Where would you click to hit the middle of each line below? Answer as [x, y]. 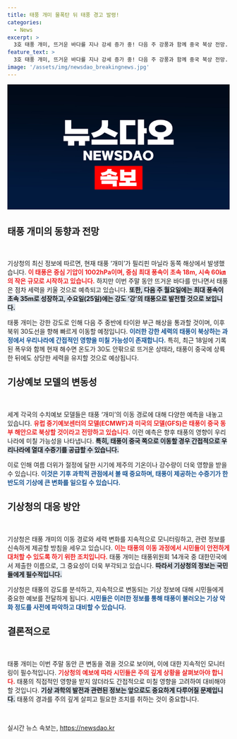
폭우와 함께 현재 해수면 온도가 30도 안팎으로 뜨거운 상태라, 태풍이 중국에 [114, 349]
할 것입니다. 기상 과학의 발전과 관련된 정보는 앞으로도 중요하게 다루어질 [103, 690]
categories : [25, 22]
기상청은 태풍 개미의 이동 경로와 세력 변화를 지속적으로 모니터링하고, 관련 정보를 [116, 539]
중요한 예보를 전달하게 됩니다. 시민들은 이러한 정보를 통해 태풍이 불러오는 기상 [113, 598]
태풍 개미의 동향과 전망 [54, 231]
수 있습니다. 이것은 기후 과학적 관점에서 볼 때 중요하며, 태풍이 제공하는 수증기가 [114, 473]
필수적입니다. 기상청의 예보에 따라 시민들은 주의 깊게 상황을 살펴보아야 [115, 673]
